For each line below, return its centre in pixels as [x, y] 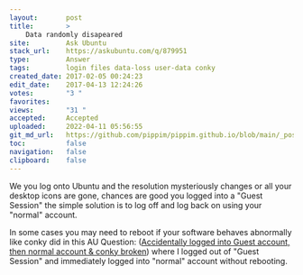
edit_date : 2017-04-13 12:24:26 [76, 85]
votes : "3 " [46, 93]
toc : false [48, 143]
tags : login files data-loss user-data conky [113, 69]
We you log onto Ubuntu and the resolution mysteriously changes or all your [151, 186]
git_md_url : [32, 135]
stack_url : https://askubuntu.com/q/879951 [98, 51]
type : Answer [50, 60]
